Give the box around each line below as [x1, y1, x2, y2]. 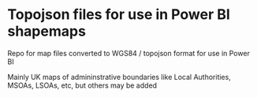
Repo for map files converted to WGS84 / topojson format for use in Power [7, 48, 250, 58]
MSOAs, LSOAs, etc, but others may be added [7, 81, 158, 90]
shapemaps [7, 22, 86, 40]
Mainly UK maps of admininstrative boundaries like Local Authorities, [7, 72, 232, 81]
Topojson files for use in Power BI [7, 6, 230, 24]
